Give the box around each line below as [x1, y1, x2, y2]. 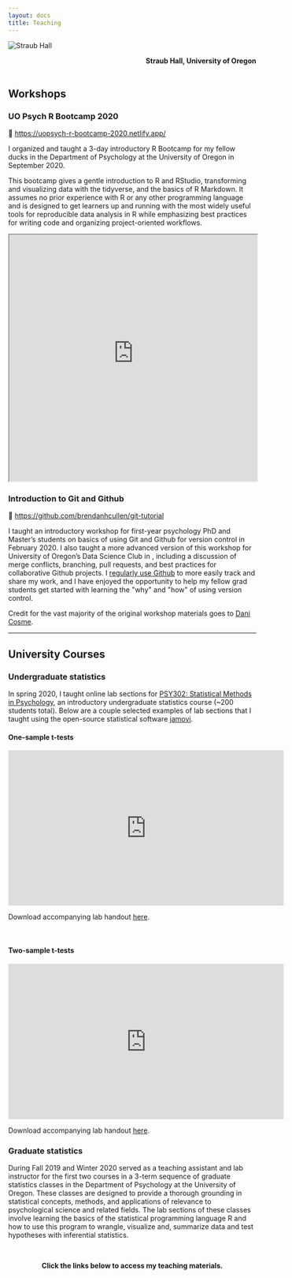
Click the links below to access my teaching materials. [42, 1261, 223, 1270]
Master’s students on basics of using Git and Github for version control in [8, 534, 246, 545]
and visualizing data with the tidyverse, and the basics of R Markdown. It [8, 185, 244, 194]
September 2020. [8, 161, 65, 171]
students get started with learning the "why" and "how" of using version [8, 585, 242, 594]
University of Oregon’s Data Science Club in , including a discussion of [8, 552, 238, 561]
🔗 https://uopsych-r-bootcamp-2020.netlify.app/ [8, 129, 167, 138]
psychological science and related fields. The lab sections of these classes [8, 1205, 252, 1214]
